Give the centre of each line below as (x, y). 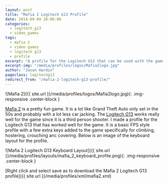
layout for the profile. (27, 140)
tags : (11, 38)
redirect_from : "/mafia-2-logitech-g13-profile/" (58, 79)
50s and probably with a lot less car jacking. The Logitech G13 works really (82, 114)
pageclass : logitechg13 (30, 75)
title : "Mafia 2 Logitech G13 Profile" (47, 14)
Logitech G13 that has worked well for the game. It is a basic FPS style (77, 124)
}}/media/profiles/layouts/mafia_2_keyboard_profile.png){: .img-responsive (82, 155)
